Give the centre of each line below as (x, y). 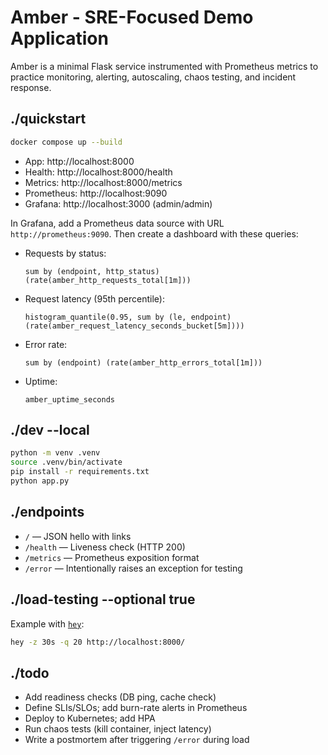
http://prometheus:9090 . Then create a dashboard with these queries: (154, 233)
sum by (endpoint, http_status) (92, 271)
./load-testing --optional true (103, 599)
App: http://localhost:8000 (79, 161)
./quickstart (48, 119)
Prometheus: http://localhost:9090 (96, 193)
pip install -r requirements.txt (80, 472)
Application (59, 38)
